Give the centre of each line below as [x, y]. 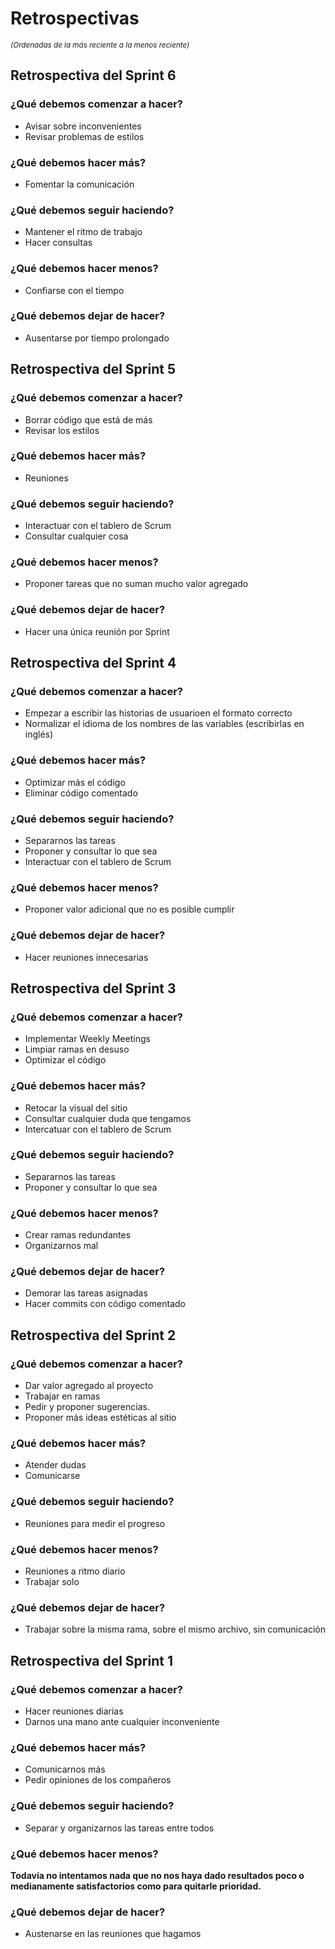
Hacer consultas [58, 243]
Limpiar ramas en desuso [77, 1049]
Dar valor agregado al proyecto [89, 1386]
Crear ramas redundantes [78, 1235]
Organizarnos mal [61, 1246]
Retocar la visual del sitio [76, 1108]
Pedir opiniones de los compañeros [98, 1780]
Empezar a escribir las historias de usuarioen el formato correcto [158, 713]
